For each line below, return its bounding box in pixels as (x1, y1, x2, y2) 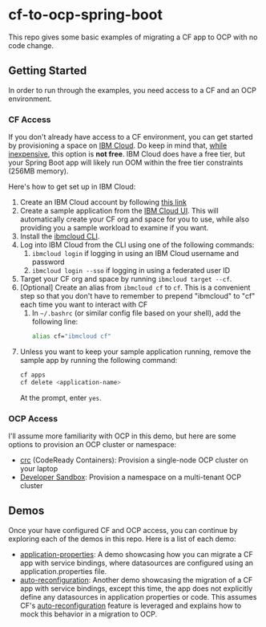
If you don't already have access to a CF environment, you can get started (8, 132, 253, 142)
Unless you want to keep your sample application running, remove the (19, 347, 252, 356)
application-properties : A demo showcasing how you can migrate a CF (19, 549, 254, 559)
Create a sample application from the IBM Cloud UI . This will (19, 206, 219, 216)
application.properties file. (19, 566, 107, 576)
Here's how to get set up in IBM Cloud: (8, 182, 136, 192)
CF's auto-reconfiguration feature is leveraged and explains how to (19, 601, 242, 610)
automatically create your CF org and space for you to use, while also (19, 214, 250, 224)
